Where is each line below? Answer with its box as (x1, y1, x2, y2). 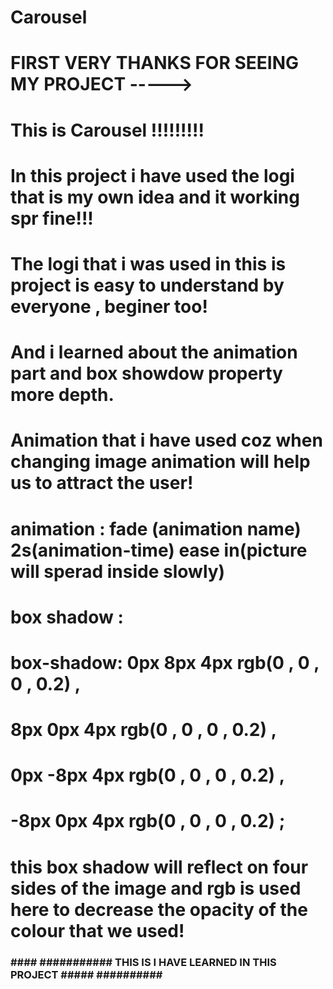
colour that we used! (10, 919, 185, 942)
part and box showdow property (10, 362, 283, 385)
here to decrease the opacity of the (10, 898, 308, 921)
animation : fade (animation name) (10, 517, 302, 540)
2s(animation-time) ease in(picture (10, 539, 308, 561)
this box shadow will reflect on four (10, 856, 309, 878)
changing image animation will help (10, 451, 311, 473)
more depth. (10, 384, 115, 406)
